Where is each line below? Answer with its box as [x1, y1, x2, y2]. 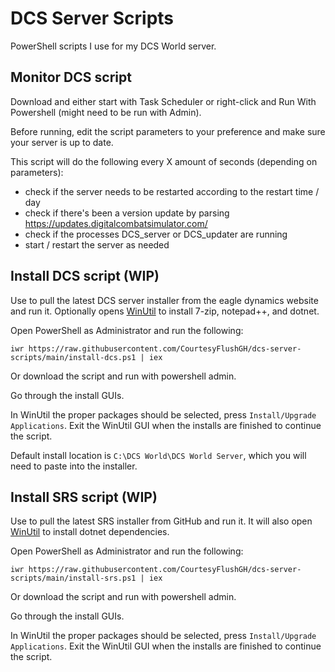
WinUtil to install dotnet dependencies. [10, 526, 170, 538]
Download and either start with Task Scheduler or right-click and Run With [10, 95, 317, 107]
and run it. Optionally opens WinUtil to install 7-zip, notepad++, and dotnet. [10, 305, 320, 317]
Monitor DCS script [10, 69, 132, 86]
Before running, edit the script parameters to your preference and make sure [10, 125, 326, 137]
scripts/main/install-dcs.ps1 [10, 352, 137, 362]
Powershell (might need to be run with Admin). [10, 106, 202, 118]
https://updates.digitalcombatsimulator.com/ [24, 217, 208, 229]
